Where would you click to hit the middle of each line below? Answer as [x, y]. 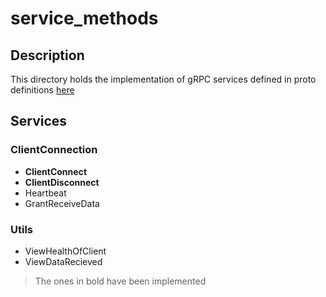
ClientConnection [54, 150]
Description [47, 55]
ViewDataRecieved [63, 261]
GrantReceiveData [62, 203]
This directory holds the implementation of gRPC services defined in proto [163, 79]
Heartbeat [45, 193]
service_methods [84, 18]
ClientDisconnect [62, 182]
